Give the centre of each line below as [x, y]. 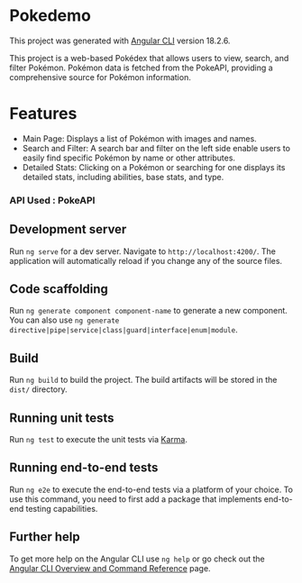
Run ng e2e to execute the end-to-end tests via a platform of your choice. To [151, 489]
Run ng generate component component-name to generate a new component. [149, 311]
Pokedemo [50, 16]
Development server [68, 229]
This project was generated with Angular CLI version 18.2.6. [120, 41]
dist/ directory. [38, 389]
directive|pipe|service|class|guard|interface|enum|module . [124, 330]
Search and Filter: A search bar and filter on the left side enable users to [156, 148]
